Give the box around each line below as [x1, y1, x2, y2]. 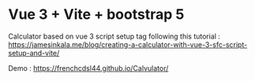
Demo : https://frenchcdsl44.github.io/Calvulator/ [8, 63, 169, 72]
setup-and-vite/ [8, 48, 60, 57]
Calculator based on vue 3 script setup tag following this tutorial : [8, 31, 221, 41]
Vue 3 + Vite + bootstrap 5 [8, 6, 185, 24]
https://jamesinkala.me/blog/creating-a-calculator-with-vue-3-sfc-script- [8, 39, 248, 49]
